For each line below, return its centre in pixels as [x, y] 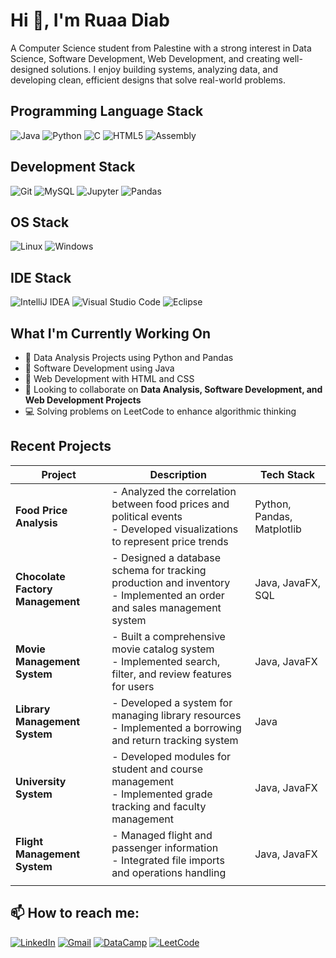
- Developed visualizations [175, 529]
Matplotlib [278, 529]
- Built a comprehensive [168, 636]
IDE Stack [41, 277]
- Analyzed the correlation [174, 491]
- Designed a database [166, 557]
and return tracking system [175, 740]
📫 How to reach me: [75, 913]
